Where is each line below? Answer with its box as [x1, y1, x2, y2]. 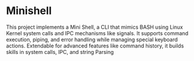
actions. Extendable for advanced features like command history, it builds [6, 42, 184, 49]
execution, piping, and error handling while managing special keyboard [6, 36, 178, 43]
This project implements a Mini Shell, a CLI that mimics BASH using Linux [6, 23, 183, 30]
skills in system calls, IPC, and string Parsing [6, 48, 114, 55]
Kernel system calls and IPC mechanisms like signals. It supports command [6, 29, 189, 36]
